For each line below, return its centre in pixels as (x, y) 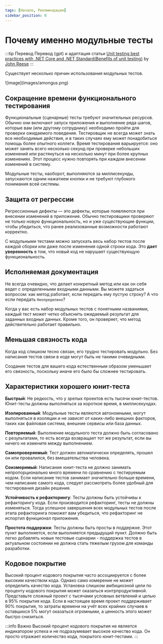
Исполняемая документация (52, 272)
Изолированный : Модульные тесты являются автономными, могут (75, 413)
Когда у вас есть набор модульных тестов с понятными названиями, (77, 309)
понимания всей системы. (33, 184)
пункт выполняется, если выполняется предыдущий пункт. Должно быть (81, 533)
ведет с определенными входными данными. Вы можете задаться (75, 289)
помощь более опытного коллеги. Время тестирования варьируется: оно (81, 143)
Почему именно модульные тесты (79, 40)
